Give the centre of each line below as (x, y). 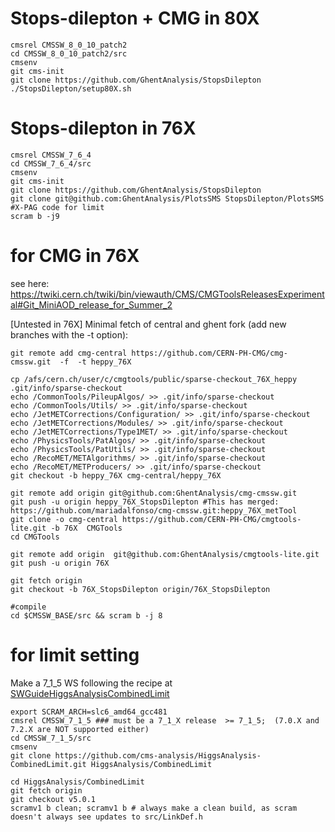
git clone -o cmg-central (64, 519)
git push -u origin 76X (60, 563)
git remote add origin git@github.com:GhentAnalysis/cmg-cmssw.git (154, 493)
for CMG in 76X (75, 256)
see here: (30, 283)
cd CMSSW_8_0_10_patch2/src (69, 53)
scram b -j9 (35, 216)
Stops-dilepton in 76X (103, 128)
